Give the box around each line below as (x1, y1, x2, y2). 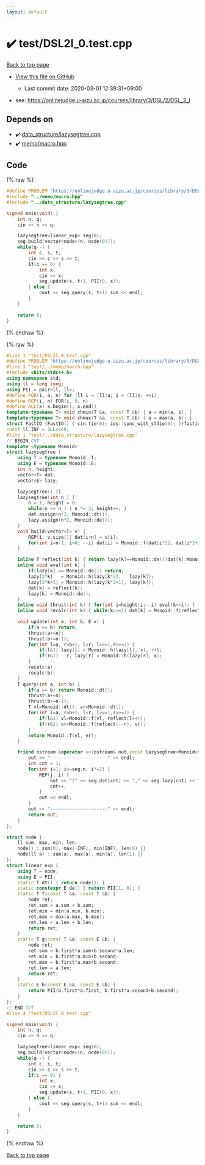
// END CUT (6, 1004, 34, 1011)
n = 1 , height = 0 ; (28, 500, 78, 506)
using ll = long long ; (6, 380, 64, 387)
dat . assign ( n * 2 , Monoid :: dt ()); (28, 511, 111, 517)
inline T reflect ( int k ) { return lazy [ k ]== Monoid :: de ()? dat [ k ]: (17, 557, 187, 563)
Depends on (6, 114, 54, 124)
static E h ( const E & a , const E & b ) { (17, 982, 116, 988)
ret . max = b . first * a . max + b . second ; (28, 959, 119, 965)
